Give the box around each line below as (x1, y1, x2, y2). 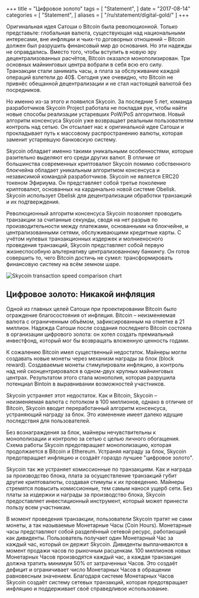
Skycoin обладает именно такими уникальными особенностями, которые (6, 147, 194, 155)
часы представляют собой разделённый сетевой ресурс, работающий (6, 528, 187, 535)
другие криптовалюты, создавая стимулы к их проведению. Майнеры (6, 478, 185, 485)
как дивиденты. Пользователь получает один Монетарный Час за (6, 534, 173, 541)
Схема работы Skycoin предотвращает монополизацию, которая (6, 441, 172, 448)
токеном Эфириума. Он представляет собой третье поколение (6, 179, 166, 186)
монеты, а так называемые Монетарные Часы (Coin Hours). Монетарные (6, 522, 192, 529)
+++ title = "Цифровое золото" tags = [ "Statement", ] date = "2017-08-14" (6, 5, 191, 12)
